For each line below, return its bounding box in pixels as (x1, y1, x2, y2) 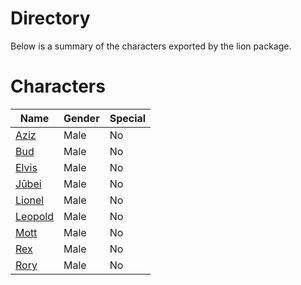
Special (109, 111, 147, 125)
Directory (10, 7, 91, 30)
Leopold (15, 209, 55, 223)
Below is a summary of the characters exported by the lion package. (10, 40, 292, 52)
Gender (63, 111, 100, 125)
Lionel (15, 193, 45, 207)
